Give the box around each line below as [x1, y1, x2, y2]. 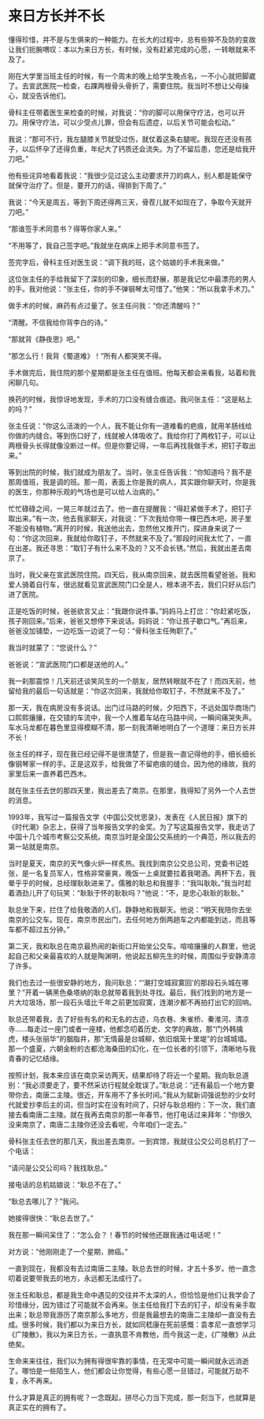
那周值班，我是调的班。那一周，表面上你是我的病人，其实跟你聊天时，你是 [8, 477, 249, 486]
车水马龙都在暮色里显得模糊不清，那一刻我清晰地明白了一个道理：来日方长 [8, 722, 249, 732]
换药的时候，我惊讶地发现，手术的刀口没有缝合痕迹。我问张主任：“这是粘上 [8, 394, 253, 404]
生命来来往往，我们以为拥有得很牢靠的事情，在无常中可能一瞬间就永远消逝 [8, 1356, 249, 1365]
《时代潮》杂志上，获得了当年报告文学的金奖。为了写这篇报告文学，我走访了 [8, 821, 256, 832]
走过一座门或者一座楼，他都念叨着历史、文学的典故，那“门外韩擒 [34, 1024, 244, 1034]
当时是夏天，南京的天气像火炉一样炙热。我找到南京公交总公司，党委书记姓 [8, 858, 249, 868]
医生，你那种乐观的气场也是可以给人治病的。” [14, 486, 159, 497]
